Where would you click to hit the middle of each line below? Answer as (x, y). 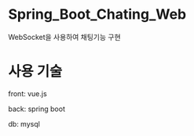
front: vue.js (27, 93)
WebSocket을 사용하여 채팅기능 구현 (64, 37)
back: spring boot (37, 109)
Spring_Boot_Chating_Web (97, 14)
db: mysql (24, 123)
